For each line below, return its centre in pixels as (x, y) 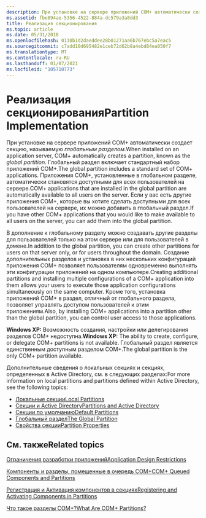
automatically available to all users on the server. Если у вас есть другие (99, 195)
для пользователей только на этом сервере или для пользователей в (97, 240)
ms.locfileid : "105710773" (41, 69)
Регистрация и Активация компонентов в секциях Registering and (92, 490)
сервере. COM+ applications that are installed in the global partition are (97, 189)
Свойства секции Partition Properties (62, 425)
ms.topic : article (30, 29)
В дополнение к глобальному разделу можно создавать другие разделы (102, 233)
